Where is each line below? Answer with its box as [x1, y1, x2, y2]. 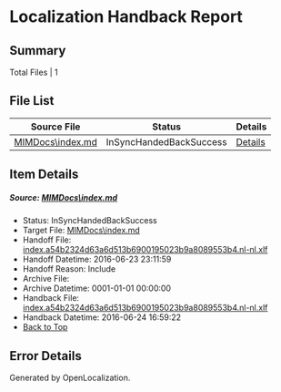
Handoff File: [22, 234, 72, 245]
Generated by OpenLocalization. [9, 372, 131, 383]
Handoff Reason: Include [22, 263, 116, 274]
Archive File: [22, 273, 70, 284]
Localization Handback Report [9, 6, 244, 27]
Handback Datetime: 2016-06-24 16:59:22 [22, 312, 182, 323]
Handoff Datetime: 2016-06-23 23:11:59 [22, 253, 172, 265]
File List [9, 93, 55, 108]
